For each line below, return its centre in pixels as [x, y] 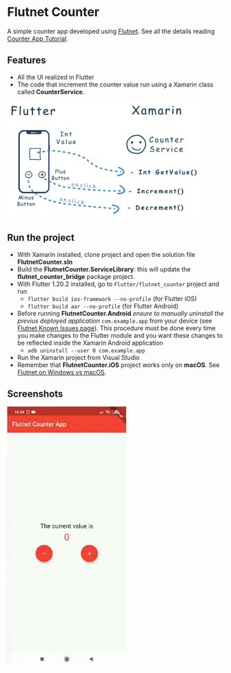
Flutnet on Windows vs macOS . [62, 372]
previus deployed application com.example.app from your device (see [114, 321]
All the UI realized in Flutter [56, 77]
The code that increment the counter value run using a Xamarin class [115, 84]
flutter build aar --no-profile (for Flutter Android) [103, 306]
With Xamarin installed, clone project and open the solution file [106, 254]
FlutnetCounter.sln [45, 262]
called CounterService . [51, 91]
